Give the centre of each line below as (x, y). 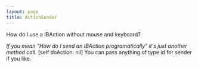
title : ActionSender (32, 17)
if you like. (19, 58)
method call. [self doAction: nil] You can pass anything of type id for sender (99, 52)
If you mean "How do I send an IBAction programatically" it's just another (97, 46)
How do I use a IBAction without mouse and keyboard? (74, 34)
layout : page (22, 12)
